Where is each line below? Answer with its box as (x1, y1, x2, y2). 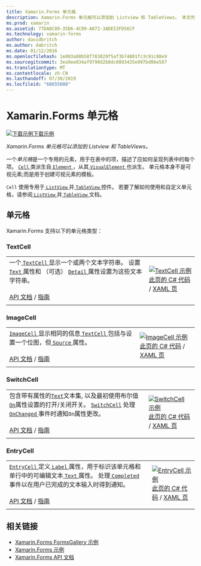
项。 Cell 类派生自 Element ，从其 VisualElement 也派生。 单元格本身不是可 (6, 163, 191, 170)
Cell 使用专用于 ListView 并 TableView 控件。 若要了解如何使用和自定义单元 (6, 183, 192, 190)
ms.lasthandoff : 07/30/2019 (6, 76, 77, 82)
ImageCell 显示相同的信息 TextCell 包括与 (9, 330, 127, 338)
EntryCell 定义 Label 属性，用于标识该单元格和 (9, 462, 141, 471)
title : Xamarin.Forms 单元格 (6, 8, 77, 15)
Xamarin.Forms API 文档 (14, 553, 75, 561)
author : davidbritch (6, 37, 58, 43)
